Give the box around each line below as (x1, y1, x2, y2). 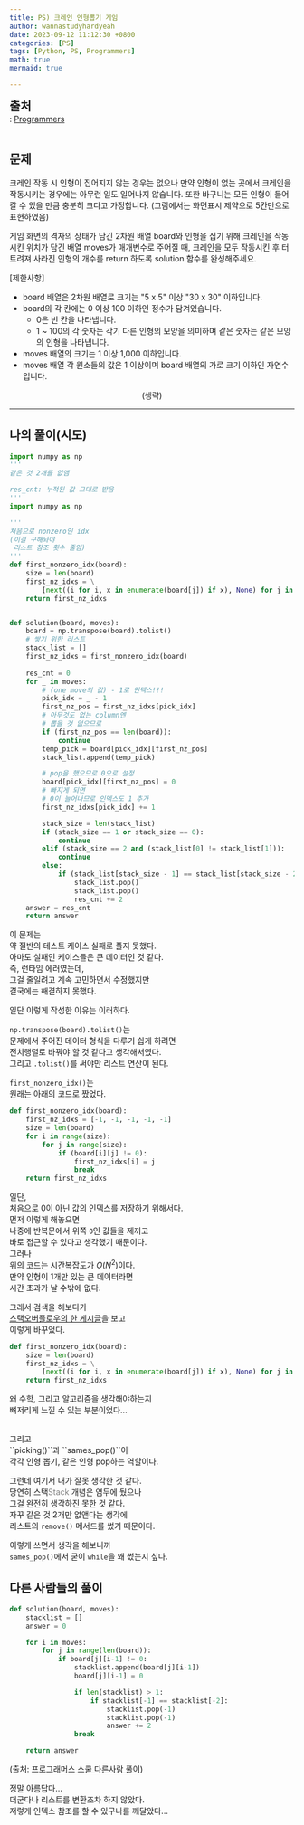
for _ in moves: (25, 677, 88, 686)
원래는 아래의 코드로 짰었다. (9, 1088, 107, 1099)
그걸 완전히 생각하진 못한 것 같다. (9, 1498, 126, 1509)
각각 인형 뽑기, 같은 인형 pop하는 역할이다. (9, 1456, 159, 1467)
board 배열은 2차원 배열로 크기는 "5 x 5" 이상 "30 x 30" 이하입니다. (22, 291, 262, 302)
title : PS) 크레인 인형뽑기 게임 (9, 13, 119, 23)
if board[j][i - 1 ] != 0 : (57, 1655, 147, 1664)
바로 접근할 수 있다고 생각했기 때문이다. (9, 1237, 147, 1248)
